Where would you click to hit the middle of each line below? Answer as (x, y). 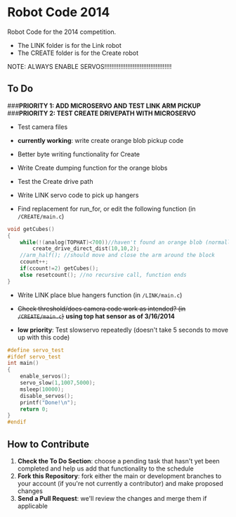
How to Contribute (48, 444)
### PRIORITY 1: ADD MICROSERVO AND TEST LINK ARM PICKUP (104, 106)
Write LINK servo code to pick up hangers (78, 195)
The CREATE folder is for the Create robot (78, 53)
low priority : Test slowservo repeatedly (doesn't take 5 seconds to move (123, 330)
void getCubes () (31, 229)
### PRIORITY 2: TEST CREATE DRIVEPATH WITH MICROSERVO (102, 113)
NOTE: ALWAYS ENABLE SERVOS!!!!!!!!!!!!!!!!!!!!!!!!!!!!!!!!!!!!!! (90, 66)
